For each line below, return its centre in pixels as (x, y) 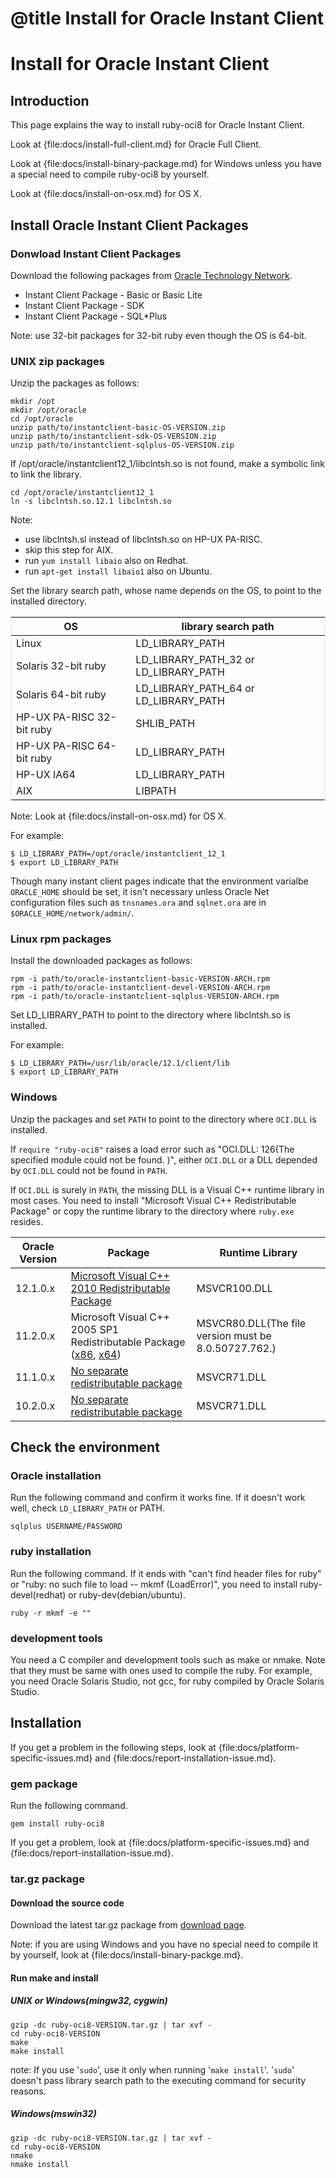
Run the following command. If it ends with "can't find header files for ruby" (166, 1573)
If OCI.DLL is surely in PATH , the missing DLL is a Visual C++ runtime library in (167, 1189)
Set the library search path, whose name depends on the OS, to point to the (166, 591)
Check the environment (85, 1447)
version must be (234, 1335)
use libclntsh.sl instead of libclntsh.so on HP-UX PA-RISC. (143, 539)
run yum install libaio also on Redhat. (106, 561)
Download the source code (67, 1903)
